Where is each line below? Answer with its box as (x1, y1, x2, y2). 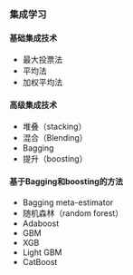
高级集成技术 (9, 99, 57, 110)
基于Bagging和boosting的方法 (9, 175, 124, 187)
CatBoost (22, 256, 58, 267)
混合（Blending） (22, 133, 88, 143)
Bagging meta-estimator (22, 197, 114, 208)
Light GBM (22, 247, 62, 258)
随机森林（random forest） (22, 207, 124, 219)
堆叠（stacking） (22, 121, 87, 133)
